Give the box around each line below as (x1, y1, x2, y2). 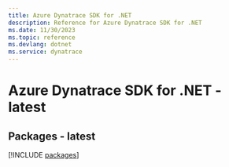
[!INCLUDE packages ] (8, 151, 79, 159)
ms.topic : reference (8, 33, 76, 42)
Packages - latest (8, 129, 96, 143)
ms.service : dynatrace (8, 48, 83, 56)
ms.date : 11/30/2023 (8, 26, 76, 34)
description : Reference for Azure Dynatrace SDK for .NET (8, 19, 202, 27)
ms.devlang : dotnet (8, 41, 72, 49)
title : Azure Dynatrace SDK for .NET (8, 11, 132, 20)
